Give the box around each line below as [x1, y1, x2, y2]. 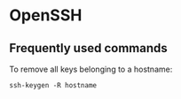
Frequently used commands [9, 41, 169, 56]
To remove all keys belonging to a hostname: [9, 64, 173, 74]
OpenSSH [9, 5, 83, 26]
